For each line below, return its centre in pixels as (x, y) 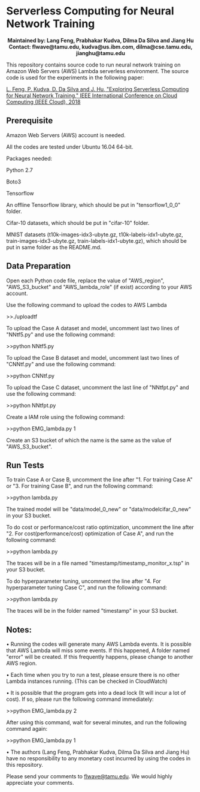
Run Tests (25, 465)
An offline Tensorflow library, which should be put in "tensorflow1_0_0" (93, 204)
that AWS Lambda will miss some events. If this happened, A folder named (98, 651)
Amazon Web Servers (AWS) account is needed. (66, 135)
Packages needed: (29, 158)
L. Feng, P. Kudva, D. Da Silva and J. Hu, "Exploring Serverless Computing (98, 89)
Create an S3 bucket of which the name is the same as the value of (89, 440)
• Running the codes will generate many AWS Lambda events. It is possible (99, 644)
